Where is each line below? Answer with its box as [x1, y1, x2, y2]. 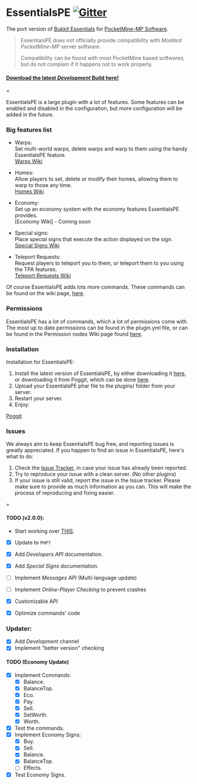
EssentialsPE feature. [14, 152, 66, 159]
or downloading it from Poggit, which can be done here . [14, 376, 150, 383]
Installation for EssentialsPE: [6, 359, 75, 366]
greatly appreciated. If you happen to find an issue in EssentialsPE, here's [6, 447, 184, 454]
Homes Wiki [14, 188, 44, 195]
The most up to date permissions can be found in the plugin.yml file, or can [6, 324, 188, 331]
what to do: [6, 453, 34, 460]
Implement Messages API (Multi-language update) [14, 574, 137, 581]
